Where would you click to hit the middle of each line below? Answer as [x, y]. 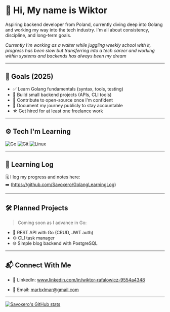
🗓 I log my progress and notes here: [43, 177]
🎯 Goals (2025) [29, 76]
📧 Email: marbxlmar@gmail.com [46, 290]
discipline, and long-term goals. [38, 35]
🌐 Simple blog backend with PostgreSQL [55, 243]
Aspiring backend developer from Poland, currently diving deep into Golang [84, 24]
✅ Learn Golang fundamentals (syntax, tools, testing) [68, 89]
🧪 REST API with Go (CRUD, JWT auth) [53, 233]
